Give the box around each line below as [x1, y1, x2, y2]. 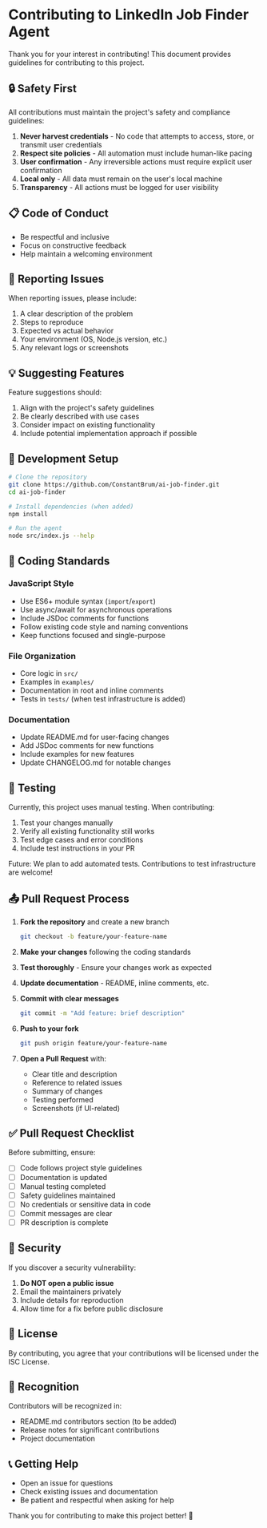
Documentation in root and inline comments [19, 685, 164, 695]
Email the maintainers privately [19, 1287, 122, 1296]
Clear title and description [31, 1069, 118, 1079]
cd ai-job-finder [8, 487, 66, 496]
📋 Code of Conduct [8, 207, 110, 220]
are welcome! [8, 867, 54, 877]
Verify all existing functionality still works [19, 827, 155, 836]
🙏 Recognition [8, 1380, 80, 1393]
